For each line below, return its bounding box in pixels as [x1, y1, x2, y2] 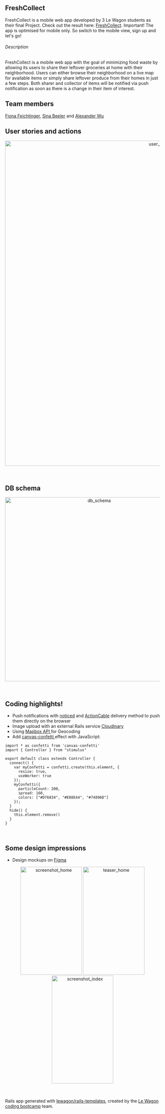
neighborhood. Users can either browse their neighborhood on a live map [5, 70, 154, 76]
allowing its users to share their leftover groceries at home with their [5, 65, 143, 71]
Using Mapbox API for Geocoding [12, 728, 81, 734]
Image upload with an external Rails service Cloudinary [12, 723, 124, 729]
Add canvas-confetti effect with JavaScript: [12, 734, 101, 740]
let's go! [5, 33, 22, 38]
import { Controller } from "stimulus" [5, 748, 87, 753]
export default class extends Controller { [5, 756, 96, 761]
